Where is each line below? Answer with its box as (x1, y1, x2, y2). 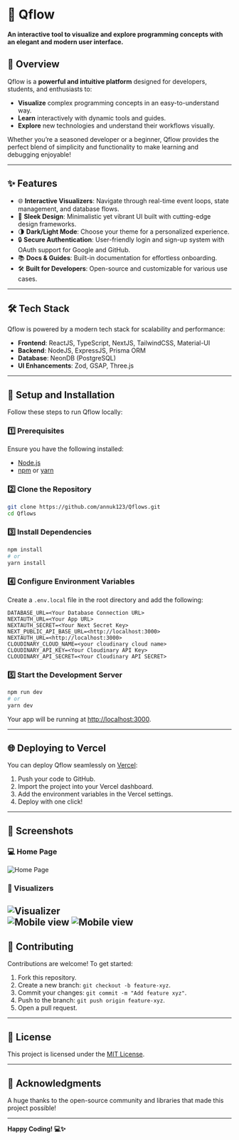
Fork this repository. (17, 973, 77, 982)
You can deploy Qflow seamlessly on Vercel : (7, 761, 138, 769)
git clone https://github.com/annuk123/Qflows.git (7, 503, 161, 510)
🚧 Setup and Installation (7, 388, 115, 401)
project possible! (7, 1104, 57, 1112)
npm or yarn (17, 466, 54, 475)
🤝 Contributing (7, 940, 74, 953)
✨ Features (7, 177, 58, 190)
